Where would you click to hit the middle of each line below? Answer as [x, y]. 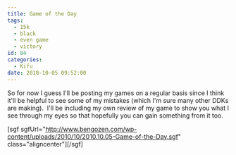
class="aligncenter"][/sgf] [45, 144]
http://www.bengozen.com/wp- [91, 129]
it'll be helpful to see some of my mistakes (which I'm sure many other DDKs [118, 100]
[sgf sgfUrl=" [26, 129]
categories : [25, 60]
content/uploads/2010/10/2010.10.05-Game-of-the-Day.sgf [93, 136]
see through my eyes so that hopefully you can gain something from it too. [116, 115]
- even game [31, 40]
